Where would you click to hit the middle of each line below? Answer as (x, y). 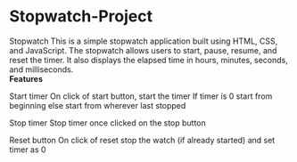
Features (26, 78)
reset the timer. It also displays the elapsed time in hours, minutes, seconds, (148, 60)
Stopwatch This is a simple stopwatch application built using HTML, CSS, (144, 41)
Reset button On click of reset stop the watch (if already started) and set (142, 140)
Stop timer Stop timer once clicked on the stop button (108, 123)
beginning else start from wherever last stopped (98, 105)
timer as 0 (28, 150)
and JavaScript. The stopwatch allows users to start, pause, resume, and (143, 50)
